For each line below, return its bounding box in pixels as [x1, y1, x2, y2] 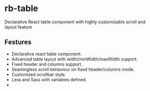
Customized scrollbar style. [11, 71, 66, 77]
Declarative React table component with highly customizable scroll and [4, 19, 146, 25]
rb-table [4, 3, 39, 14]
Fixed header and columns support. [11, 61, 82, 67]
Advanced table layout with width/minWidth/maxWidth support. [11, 56, 138, 62]
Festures [4, 38, 32, 46]
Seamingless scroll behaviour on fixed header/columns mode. [11, 66, 135, 72]
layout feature [4, 24, 32, 30]
